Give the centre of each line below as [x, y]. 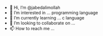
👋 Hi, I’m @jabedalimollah [35, 8]
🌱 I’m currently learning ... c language [47, 18]
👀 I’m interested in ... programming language [54, 13]
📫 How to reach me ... [32, 28]
